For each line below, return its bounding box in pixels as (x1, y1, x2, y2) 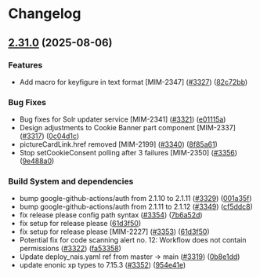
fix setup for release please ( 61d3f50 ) (19, 219, 142, 228)
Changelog (8, 5, 81, 23)
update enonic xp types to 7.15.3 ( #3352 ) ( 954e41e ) (19, 261, 186, 270)
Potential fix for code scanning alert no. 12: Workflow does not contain (19, 235, 247, 245)
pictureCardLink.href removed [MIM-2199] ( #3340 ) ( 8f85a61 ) (19, 140, 218, 149)
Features (8, 60, 43, 71)
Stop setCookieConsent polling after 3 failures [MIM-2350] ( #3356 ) (19, 148, 237, 158)
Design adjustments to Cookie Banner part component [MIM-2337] (19, 123, 237, 133)
